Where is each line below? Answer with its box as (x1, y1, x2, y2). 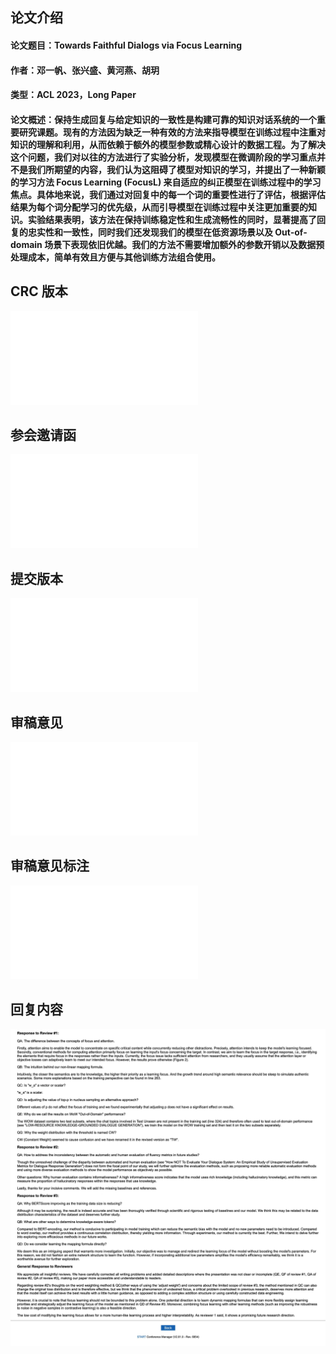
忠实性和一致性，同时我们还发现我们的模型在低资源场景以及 (27, 226, 273, 238)
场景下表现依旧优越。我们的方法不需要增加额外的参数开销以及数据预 (44, 238, 325, 250)
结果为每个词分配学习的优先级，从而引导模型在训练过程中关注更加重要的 (10, 201, 308, 213)
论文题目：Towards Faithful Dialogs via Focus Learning (10, 39, 243, 51)
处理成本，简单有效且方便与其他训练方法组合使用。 (10, 251, 221, 263)
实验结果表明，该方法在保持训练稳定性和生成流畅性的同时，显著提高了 (27, 213, 317, 225)
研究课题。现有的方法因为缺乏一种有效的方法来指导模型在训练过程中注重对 (18, 126, 326, 138)
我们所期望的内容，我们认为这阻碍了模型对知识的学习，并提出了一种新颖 (27, 163, 326, 175)
